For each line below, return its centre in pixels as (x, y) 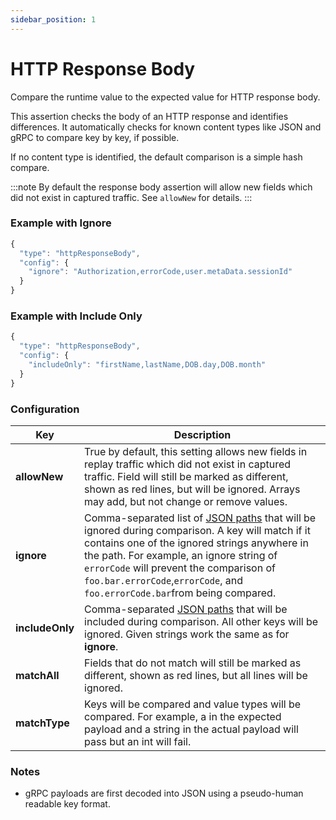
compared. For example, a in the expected (183, 716)
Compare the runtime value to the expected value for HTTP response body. (165, 97)
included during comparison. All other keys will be (201, 621)
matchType (42, 723)
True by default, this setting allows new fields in (196, 451)
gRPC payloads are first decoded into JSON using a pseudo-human (164, 793)
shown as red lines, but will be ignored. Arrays (192, 489)
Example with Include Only (76, 316)
